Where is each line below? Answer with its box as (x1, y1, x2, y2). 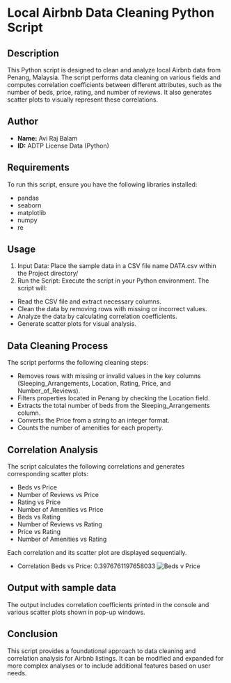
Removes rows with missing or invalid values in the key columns (17, 372, 201, 380)
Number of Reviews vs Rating (17, 520, 102, 528)
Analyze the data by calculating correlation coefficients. (17, 312, 177, 321)
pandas (17, 194, 40, 202)
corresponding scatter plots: (7, 470, 89, 478)
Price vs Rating (17, 528, 61, 536)
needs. (7, 668, 27, 677)
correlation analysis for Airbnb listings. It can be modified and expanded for (7, 654, 224, 662)
